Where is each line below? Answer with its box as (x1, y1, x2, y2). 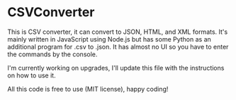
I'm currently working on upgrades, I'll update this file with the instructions (7, 63, 225, 72)
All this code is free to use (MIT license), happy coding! (7, 85, 169, 93)
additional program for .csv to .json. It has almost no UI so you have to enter (7, 42, 229, 51)
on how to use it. (7, 71, 56, 80)
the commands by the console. (7, 50, 98, 58)
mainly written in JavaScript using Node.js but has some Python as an (7, 35, 211, 43)
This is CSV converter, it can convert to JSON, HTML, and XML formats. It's (7, 27, 228, 36)
